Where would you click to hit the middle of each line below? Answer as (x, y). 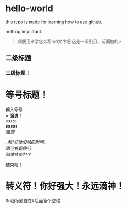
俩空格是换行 (18, 148)
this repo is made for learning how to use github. (54, 22)
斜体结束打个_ (19, 155)
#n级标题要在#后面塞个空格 (33, 201)
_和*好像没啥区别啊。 (27, 142)
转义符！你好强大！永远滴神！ (65, 186)
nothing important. (24, 31)
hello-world (30, 9)
